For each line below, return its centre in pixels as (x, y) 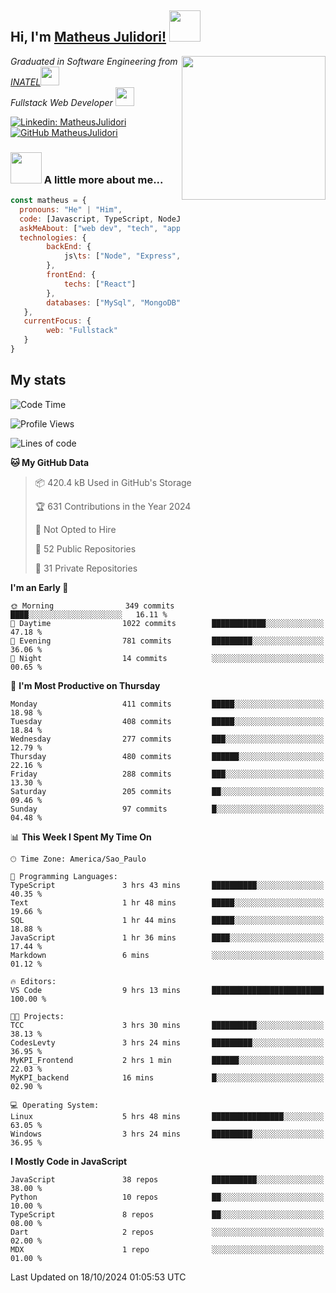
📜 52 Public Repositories (85, 548)
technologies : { (53, 237)
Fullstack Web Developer (61, 102)
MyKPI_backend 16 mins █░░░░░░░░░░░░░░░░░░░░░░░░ (167, 1077)
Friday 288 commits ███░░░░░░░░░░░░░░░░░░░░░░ (167, 774)
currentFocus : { (57, 321)
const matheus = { (48, 201)
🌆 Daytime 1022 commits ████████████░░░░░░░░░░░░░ (167, 623)
